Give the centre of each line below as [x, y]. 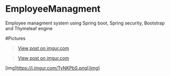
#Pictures [15, 38]
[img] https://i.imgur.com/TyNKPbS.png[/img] [53, 68]
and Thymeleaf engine [29, 28]
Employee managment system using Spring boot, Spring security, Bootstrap [85, 23]
